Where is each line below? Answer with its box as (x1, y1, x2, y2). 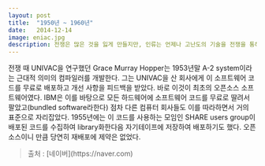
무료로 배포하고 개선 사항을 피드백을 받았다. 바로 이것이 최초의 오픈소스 (22, 83, 240, 93)
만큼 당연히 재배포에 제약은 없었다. (35, 132, 141, 142)
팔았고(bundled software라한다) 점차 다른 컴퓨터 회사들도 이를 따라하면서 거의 (8, 103, 250, 113)
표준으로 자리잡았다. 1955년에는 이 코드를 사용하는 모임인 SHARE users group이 (8, 113, 256, 122)
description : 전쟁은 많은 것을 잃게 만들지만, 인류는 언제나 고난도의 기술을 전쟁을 (8, 41, 246, 49)
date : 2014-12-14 (8, 26, 73, 34)
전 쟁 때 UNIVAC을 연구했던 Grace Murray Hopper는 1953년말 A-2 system (8, 64, 240, 73)
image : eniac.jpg (8, 33, 65, 42)
